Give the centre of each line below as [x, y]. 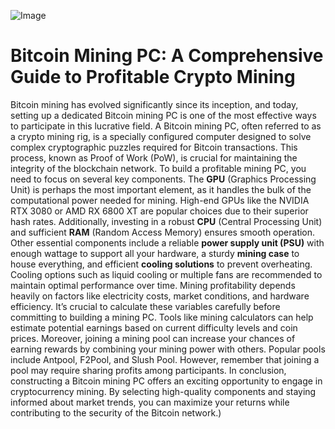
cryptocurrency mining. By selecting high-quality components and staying [163, 391]
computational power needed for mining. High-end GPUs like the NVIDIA [160, 200]
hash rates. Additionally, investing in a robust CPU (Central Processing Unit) [166, 221]
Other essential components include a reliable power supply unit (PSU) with [167, 242]
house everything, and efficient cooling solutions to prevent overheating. [161, 264]
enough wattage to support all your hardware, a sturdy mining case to [155, 253]
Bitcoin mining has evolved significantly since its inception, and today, [154, 104]
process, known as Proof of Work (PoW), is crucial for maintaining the [154, 157]
